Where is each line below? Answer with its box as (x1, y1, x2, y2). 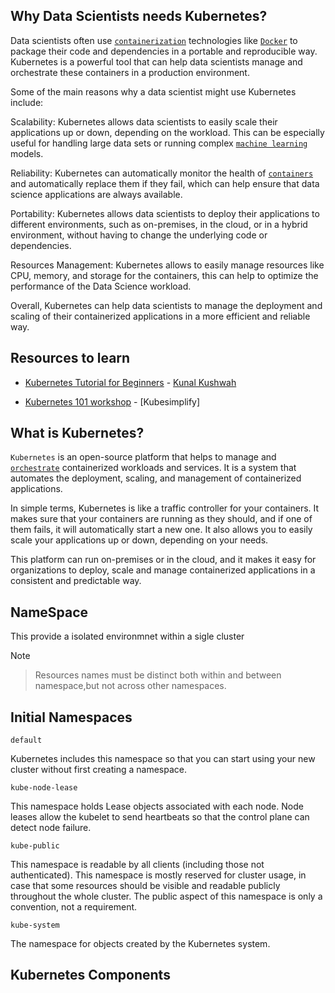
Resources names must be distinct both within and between (34, 669, 282, 681)
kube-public (10, 841, 60, 851)
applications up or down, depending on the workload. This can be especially (10, 126, 325, 138)
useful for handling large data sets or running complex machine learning (10, 137, 308, 149)
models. (10, 147, 44, 159)
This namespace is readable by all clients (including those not (10, 859, 265, 871)
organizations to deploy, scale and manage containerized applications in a (10, 564, 316, 576)
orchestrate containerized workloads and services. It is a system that (10, 462, 297, 474)
